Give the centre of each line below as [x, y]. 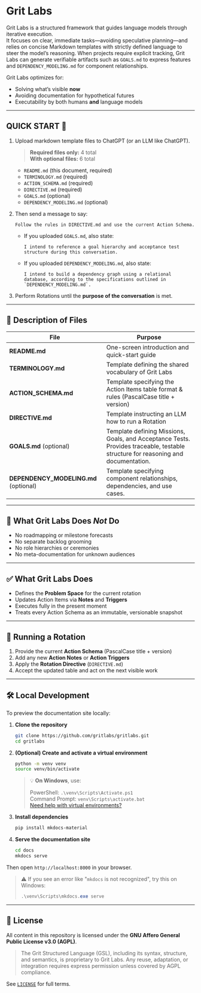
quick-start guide [131, 355]
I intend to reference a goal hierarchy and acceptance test [101, 247]
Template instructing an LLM [146, 414]
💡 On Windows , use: [56, 781]
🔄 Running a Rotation [46, 637]
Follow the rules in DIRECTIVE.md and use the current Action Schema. [105, 225]
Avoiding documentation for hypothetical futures [74, 95]
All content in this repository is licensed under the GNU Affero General [93, 935]
